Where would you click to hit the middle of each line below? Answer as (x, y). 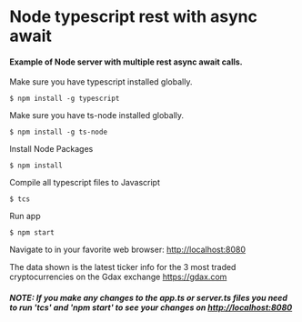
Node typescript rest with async (133, 17)
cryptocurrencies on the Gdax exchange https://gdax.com (118, 277)
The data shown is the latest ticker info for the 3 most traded (123, 267)
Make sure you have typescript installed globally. (101, 82)
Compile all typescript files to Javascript (85, 183)
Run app (25, 216)
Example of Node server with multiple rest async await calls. (126, 62)
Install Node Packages (51, 149)
